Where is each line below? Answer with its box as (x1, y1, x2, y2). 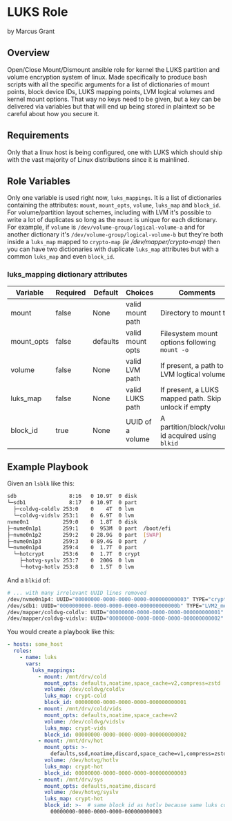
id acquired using (159, 430, 217, 440)
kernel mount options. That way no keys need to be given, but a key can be (7, 95, 221, 103)
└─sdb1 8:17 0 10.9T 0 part (7, 499, 137, 506)
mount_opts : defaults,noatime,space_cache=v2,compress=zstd (43, 679, 221, 687)
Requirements (7, 129, 69, 142)
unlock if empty (159, 402, 211, 412)
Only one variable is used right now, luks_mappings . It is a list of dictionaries (7, 194, 222, 202)
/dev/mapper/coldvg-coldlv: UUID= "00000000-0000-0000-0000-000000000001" (7, 609, 224, 616)
